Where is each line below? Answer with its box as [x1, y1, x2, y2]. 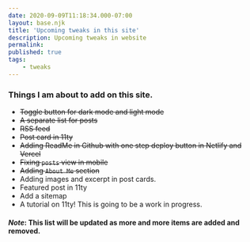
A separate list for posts [19, 115, 98, 125]
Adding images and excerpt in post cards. [19, 175, 157, 184]
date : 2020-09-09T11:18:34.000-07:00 [8, 11, 133, 20]
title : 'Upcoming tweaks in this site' [8, 26, 140, 34]
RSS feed [19, 124, 51, 134]
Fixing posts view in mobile [19, 157, 108, 167]
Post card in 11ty [19, 132, 74, 142]
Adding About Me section [19, 166, 100, 176]
